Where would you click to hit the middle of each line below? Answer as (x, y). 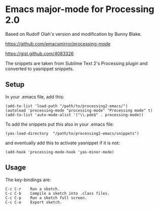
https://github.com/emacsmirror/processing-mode (58, 43)
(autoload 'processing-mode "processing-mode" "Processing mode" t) (79, 110)
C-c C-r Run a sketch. (32, 189)
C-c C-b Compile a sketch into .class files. (57, 193)
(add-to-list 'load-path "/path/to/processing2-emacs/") (67, 106)
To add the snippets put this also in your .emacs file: (60, 124)
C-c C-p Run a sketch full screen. (46, 198)
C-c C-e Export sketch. (34, 202)
